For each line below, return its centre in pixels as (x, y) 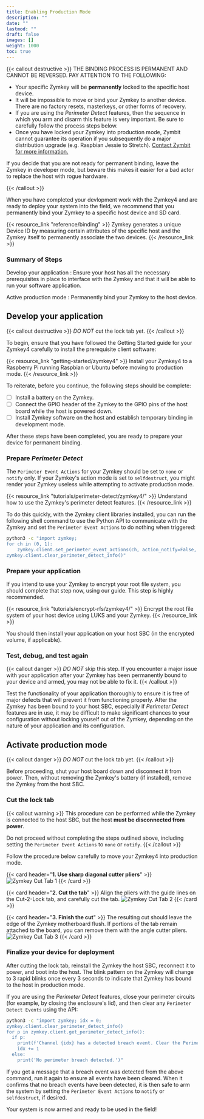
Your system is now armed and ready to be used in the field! (81, 1109)
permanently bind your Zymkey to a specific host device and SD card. (93, 213)
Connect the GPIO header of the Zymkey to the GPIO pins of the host (101, 404)
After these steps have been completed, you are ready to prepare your (94, 436)
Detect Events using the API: (42, 1009)
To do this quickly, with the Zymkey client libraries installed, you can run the (101, 514)
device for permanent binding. (44, 443)
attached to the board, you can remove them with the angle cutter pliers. (97, 930)
